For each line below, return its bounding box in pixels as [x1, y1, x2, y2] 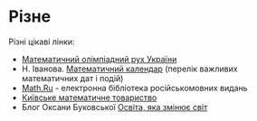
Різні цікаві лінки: [8, 36, 75, 47]
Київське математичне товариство [21, 92, 157, 103]
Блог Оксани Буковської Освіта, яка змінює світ [21, 101, 208, 112]
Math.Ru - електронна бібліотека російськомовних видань [21, 82, 248, 93]
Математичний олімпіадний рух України [21, 53, 177, 64]
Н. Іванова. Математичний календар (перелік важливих [21, 63, 238, 74]
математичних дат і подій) [21, 72, 124, 83]
